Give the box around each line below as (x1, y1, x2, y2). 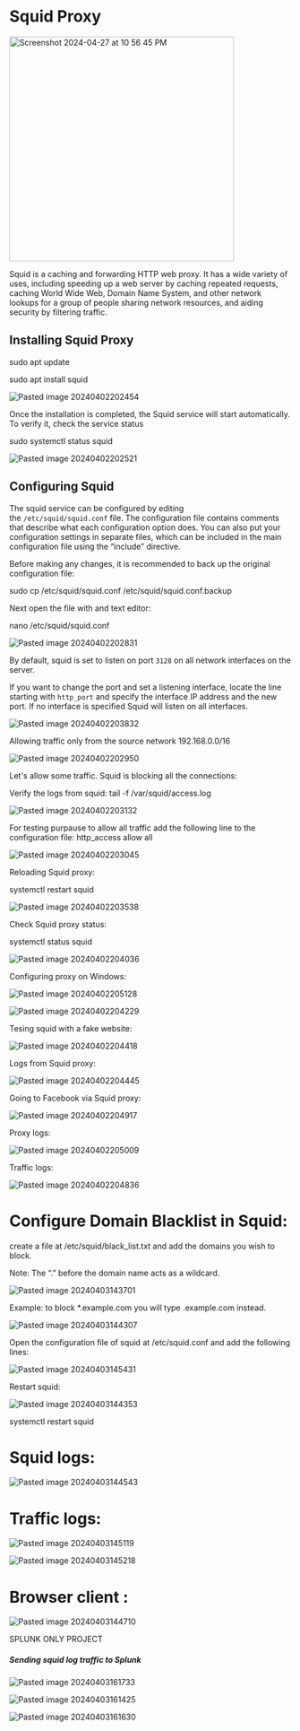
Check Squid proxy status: (9, 918, 107, 929)
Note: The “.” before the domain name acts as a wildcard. (9, 1267, 220, 1278)
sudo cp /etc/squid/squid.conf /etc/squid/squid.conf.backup (9, 585, 233, 596)
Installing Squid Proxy (9, 333, 134, 348)
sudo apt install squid (9, 374, 89, 385)
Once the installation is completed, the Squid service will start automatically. (9, 408, 291, 419)
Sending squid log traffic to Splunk (9, 1654, 141, 1665)
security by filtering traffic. (9, 307, 107, 317)
